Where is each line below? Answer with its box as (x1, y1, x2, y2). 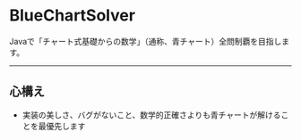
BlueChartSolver (9, 5, 136, 26)
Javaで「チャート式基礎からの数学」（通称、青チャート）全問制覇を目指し (9, 36, 282, 46)
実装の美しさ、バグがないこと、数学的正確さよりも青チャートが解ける (21, 109, 281, 120)
